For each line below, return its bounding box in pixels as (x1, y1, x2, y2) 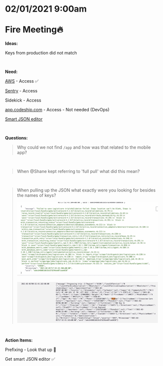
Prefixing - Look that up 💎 (5, 347, 57, 352)
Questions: (5, 135, 28, 140)
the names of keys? (16, 192, 56, 198)
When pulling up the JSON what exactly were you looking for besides (16, 187, 156, 193)
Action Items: (5, 337, 33, 343)
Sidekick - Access (5, 97, 41, 103)
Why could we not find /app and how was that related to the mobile (16, 144, 151, 150)
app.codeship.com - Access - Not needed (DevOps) (5, 106, 110, 112)
